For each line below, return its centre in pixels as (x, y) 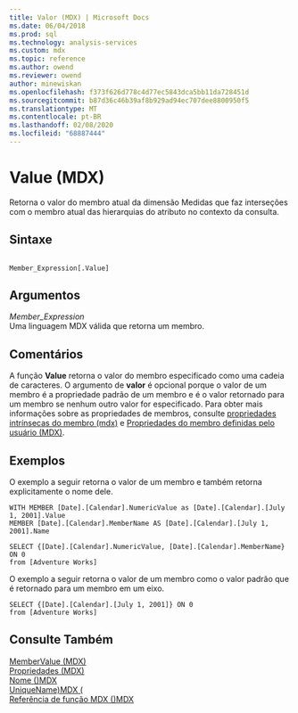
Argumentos (45, 295)
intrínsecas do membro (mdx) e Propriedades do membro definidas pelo (142, 423)
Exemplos (37, 460)
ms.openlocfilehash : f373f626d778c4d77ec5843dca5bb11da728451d (129, 92)
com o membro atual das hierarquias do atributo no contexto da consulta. (144, 211)
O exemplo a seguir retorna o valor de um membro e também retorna (136, 482)
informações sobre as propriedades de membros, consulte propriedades (143, 414)
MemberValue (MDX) (48, 661)
